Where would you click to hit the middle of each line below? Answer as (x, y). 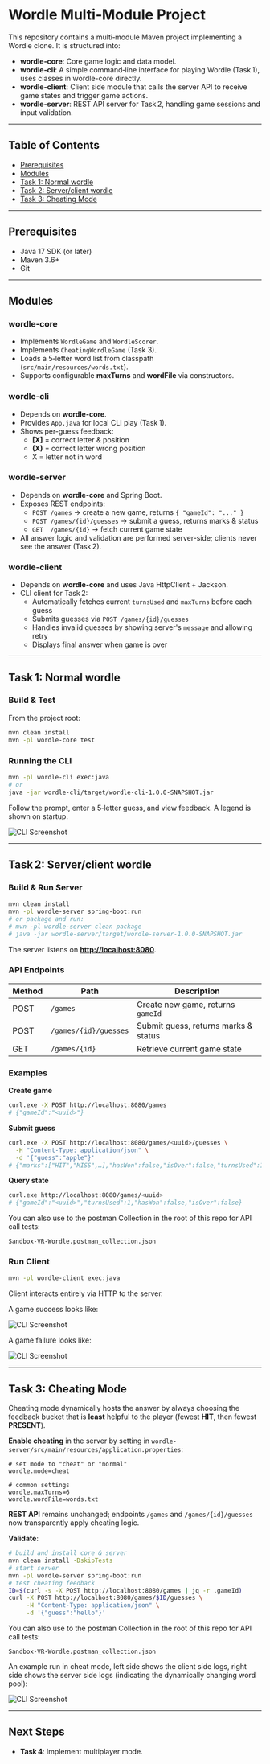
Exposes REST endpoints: (63, 504)
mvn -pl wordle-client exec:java (64, 1278)
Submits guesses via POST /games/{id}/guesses (110, 619)
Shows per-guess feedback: (67, 431)
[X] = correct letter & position (81, 439)
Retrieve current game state (189, 1049)
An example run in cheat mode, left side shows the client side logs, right (128, 1667)
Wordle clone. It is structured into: (64, 45)
